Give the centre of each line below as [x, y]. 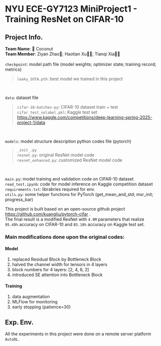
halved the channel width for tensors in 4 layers [60, 264]
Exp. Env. [19, 322]
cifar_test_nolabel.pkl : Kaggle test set [57, 112]
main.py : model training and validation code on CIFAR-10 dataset [69, 179]
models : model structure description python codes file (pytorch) [68, 141]
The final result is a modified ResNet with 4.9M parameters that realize [75, 219]
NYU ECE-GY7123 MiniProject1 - [71, 9]
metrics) [13, 69]
